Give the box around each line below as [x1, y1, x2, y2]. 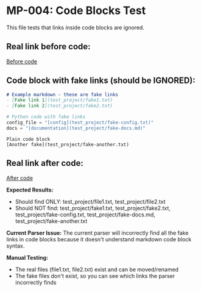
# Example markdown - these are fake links [6, 91, 119, 98]
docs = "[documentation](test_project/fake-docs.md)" [6, 125, 146, 131]
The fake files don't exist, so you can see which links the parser [15, 272, 175, 279]
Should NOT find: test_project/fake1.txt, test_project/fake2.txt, [15, 204, 171, 212]
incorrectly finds [15, 279, 57, 286]
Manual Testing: [6, 254, 49, 261]
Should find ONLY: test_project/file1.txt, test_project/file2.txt [15, 198, 166, 205]
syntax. [6, 242, 25, 249]
